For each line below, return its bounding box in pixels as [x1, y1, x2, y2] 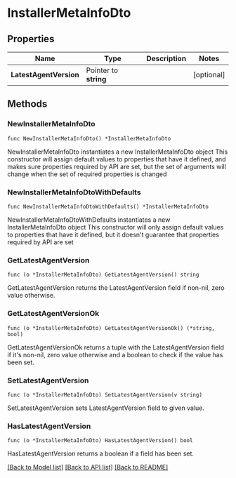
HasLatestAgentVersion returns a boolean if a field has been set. [7, 449, 195, 458]
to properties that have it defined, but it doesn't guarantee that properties [7, 230, 220, 239]
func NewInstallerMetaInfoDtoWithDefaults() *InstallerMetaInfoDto [7, 203, 209, 210]
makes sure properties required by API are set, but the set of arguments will [7, 162, 226, 171]
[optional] [192, 70, 225, 79]
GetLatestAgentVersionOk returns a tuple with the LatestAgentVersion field [7, 343, 225, 352]
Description [146, 54, 187, 63]
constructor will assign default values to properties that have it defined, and [7, 154, 226, 163]
